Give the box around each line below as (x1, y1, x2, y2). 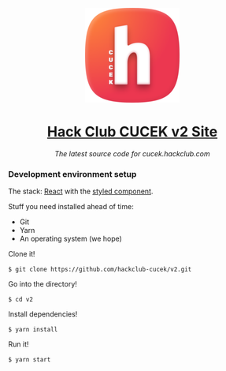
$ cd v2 (8, 296, 34, 304)
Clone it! (8, 249, 35, 259)
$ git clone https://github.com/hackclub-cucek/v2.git (8, 265, 192, 274)
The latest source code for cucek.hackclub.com (54, 148, 210, 158)
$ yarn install (8, 326, 58, 334)
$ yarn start (8, 356, 51, 364)
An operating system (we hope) (19, 234, 122, 244)
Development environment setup (8, 168, 137, 179)
